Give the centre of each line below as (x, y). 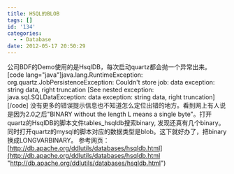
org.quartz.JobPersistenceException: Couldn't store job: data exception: (111, 82)
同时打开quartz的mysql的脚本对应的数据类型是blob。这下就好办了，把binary (117, 131)
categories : (24, 33)
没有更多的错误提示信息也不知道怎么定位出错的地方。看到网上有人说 (128, 105)
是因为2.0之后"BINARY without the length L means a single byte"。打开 (109, 114)
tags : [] (20, 20)
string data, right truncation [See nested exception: (81, 89)
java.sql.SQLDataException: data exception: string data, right (95, 97)
